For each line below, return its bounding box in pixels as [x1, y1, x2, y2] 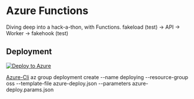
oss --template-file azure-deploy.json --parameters [6, 80, 131, 87]
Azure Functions [6, 4, 89, 18]
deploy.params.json [6, 86, 54, 93]
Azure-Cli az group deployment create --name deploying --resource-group [6, 73, 189, 80]
